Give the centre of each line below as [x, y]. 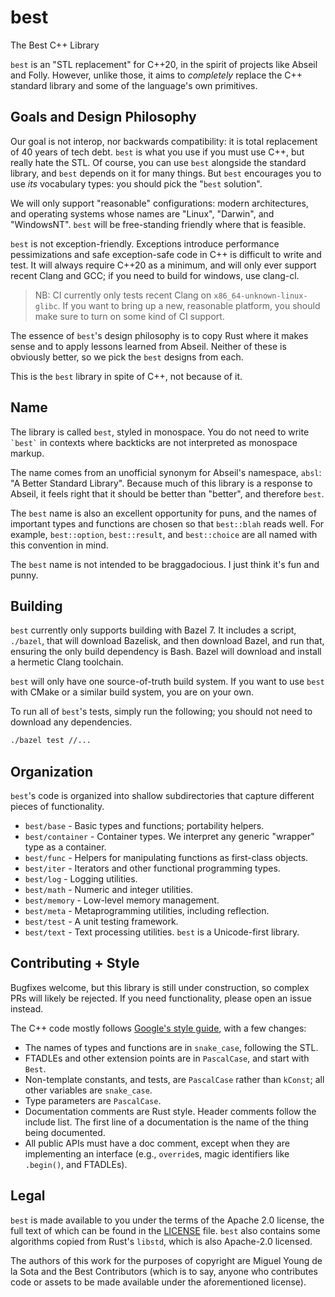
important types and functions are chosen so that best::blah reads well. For [167, 523]
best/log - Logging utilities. [81, 879]
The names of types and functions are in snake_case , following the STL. [171, 1047]
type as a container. [65, 847]
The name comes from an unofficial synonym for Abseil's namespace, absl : [166, 472]
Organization [51, 771]
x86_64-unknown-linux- [260, 296]
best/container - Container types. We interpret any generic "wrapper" [169, 837]
